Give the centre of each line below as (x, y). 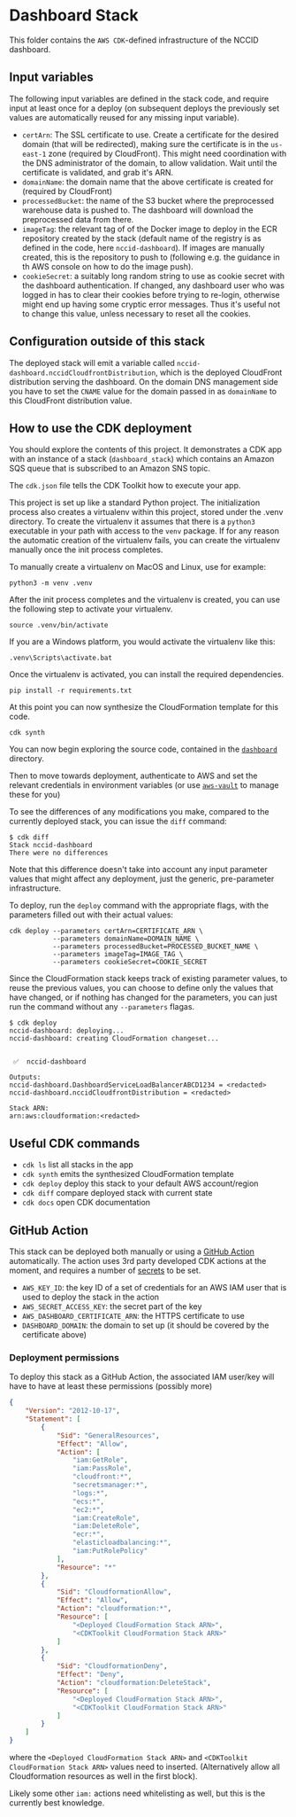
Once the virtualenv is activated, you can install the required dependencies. (147, 675)
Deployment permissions (64, 1357)
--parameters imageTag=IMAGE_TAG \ (118, 955)
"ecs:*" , (88, 1501)
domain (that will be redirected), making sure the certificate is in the (145, 144)
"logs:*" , (90, 1493)
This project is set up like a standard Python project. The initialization (135, 503)
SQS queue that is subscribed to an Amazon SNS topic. (110, 468)
